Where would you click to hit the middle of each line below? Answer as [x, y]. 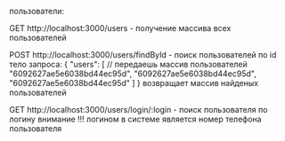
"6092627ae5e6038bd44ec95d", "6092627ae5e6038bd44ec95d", [133, 74]
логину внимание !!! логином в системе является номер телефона [135, 119]
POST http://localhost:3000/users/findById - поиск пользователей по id [143, 55]
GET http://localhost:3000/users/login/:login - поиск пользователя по [138, 110]
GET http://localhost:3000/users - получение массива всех [120, 28]
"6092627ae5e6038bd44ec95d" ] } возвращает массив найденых [134, 83]
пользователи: [37, 11]
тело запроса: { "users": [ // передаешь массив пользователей [128, 64]
